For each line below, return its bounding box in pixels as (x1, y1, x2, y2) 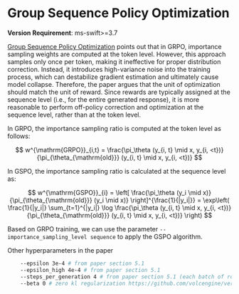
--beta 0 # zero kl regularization (20, 280, 126, 287)
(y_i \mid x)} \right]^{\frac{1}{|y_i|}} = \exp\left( (93, 196, 230, 204)
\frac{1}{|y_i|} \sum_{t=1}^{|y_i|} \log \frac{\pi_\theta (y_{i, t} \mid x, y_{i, (7, 203, 216, 211)
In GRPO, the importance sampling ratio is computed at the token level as (7, 124, 222, 132)
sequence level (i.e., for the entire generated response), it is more (7, 95, 200, 104)
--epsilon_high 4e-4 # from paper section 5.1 (20, 266, 161, 273)
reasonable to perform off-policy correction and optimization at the (7, 103, 204, 111)
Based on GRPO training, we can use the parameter (7, 224, 159, 233)
